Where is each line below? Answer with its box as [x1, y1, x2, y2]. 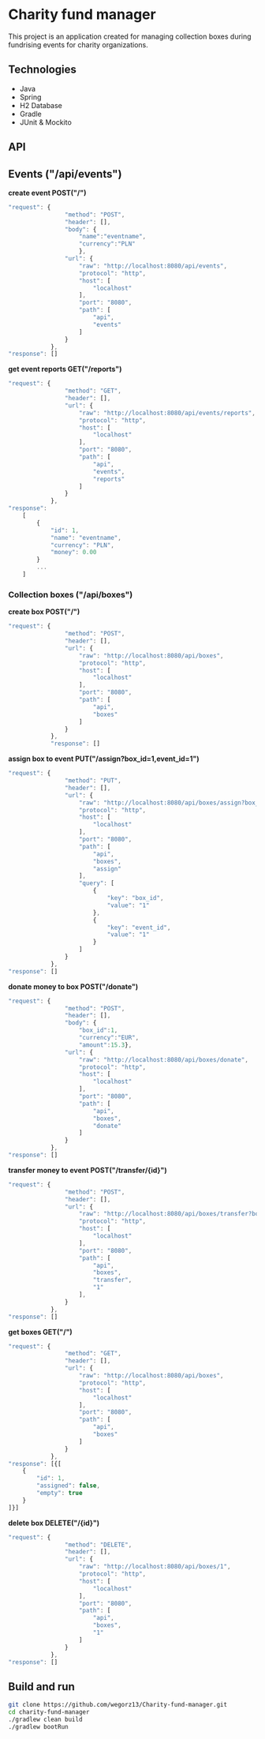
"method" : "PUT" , [64, 777, 122, 785]
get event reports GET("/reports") [8, 365, 122, 374]
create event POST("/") [8, 188, 87, 197]
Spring [19, 92, 42, 102]
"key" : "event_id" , [106, 924, 171, 931]
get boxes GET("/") [8, 1327, 73, 1336]
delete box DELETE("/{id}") [8, 1518, 100, 1527]
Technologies [8, 63, 77, 77]
